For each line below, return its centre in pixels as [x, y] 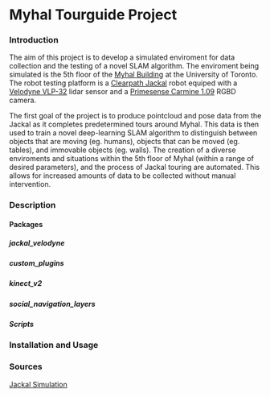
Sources [26, 366]
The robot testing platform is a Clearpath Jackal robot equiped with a [123, 83]
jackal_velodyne [37, 242]
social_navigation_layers [52, 304]
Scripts [22, 325]
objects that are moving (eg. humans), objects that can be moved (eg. [125, 142]
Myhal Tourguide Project [93, 15]
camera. [23, 100]
